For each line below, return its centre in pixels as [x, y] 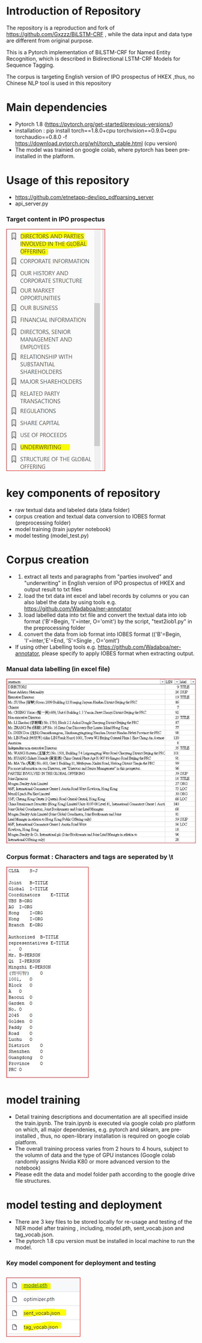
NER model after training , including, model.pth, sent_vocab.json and [99, 1228]
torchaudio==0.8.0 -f [41, 137]
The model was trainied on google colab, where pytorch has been [96, 149]
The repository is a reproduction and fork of [61, 28]
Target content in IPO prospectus [56, 219]
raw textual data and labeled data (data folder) [72, 510]
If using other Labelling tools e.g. [56, 647]
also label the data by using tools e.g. [70, 602]
